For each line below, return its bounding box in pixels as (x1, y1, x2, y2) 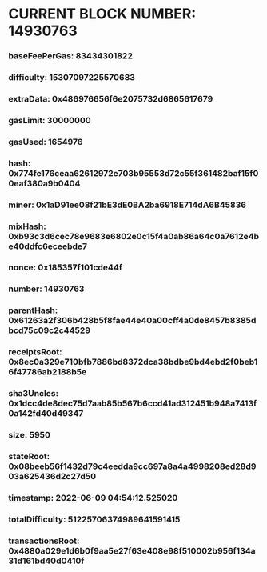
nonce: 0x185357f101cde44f (8, 262, 122, 273)
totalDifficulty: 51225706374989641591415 (8, 514, 181, 525)
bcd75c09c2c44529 (8, 325, 90, 336)
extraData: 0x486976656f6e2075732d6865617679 (8, 93, 213, 104)
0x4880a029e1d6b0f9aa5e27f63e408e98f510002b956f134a (8, 545, 256, 556)
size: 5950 (8, 430, 50, 441)
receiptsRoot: (8, 346, 62, 358)
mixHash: (8, 221, 46, 232)
